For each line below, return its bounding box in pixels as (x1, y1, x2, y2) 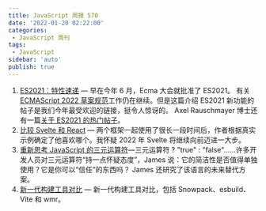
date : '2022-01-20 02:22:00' (8, 19, 104, 27)
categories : (8, 26, 47, 34)
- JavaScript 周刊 (11, 33, 70, 42)
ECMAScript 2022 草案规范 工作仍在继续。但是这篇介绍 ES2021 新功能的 (19, 96, 255, 105)
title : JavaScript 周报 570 (8, 11, 99, 20)
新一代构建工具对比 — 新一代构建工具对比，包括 (19, 184, 177, 194)
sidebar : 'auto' (8, 56, 62, 64)
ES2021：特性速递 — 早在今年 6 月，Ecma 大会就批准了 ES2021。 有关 (19, 85, 251, 95)
